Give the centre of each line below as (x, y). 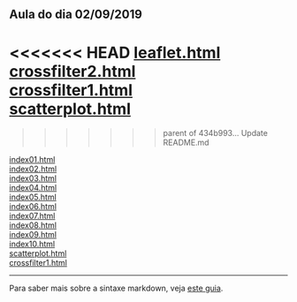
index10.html (32, 244)
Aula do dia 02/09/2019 (76, 15)
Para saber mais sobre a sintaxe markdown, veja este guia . (116, 288)
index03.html (33, 178)
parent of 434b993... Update (215, 133)
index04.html (33, 188)
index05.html (33, 197)
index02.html (33, 169)
